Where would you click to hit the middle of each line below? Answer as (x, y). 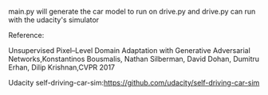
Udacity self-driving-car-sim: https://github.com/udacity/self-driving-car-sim (134, 83)
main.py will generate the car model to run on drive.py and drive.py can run (132, 11)
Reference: (26, 35)
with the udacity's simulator (54, 20)
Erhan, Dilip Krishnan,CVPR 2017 (62, 67)
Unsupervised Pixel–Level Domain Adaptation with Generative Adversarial (130, 50)
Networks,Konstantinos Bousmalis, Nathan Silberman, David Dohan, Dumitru (134, 59)
